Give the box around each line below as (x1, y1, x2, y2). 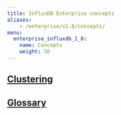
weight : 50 (19, 49, 51, 55)
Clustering (7, 73, 53, 86)
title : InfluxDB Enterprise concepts (7, 10, 115, 17)
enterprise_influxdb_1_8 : (13, 36, 88, 42)
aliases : (7, 16, 32, 23)
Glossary (7, 97, 46, 108)
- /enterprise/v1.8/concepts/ (19, 23, 106, 29)
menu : (7, 29, 23, 36)
